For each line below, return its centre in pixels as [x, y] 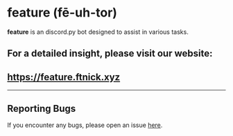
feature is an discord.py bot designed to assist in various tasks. [98, 32]
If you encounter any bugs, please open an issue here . [85, 125]
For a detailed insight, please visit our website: [110, 54]
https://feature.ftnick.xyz [64, 77]
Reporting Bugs [42, 108]
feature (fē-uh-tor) [62, 13]
